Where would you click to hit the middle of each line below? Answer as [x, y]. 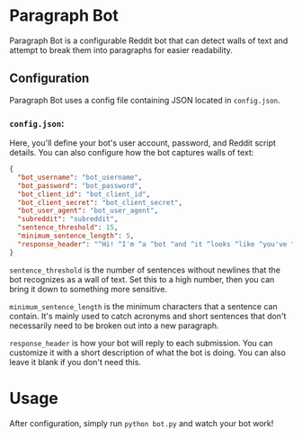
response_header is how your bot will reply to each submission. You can [141, 343]
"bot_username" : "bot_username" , [80, 177]
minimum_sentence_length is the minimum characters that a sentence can [143, 306]
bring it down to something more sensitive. [89, 289]
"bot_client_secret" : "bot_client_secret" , [100, 202]
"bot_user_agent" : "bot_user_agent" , [88, 211]
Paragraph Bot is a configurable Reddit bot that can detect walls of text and [149, 40]
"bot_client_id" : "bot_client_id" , [84, 194]
